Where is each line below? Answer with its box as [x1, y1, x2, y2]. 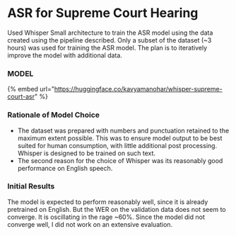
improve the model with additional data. [7, 51, 122, 60]
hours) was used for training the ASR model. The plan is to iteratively [7, 43, 207, 52]
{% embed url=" [7, 85, 55, 94]
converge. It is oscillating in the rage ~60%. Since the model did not [7, 213, 205, 221]
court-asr [7, 92, 35, 101]
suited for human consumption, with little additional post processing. [17, 141, 218, 150]
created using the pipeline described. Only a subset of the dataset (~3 [7, 35, 212, 44]
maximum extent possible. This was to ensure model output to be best [17, 133, 223, 142]
